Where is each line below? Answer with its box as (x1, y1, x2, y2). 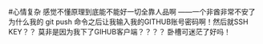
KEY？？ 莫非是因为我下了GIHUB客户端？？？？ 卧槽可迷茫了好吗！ (8, 27, 231, 36)
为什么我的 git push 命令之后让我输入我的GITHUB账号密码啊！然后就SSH (8, 17, 249, 26)
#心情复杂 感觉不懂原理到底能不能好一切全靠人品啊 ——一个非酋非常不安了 (8, 7, 256, 16)
